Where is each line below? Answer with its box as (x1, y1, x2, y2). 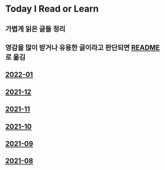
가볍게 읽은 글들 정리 (5, 24, 65, 33)
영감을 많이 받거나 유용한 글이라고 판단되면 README (5, 43, 160, 52)
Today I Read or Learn (5, 3, 99, 15)
